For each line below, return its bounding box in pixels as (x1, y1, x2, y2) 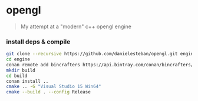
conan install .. (6, 78, 49, 84)
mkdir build (6, 67, 35, 73)
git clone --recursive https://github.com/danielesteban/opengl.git (6, 51, 178, 57)
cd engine (6, 56, 31, 62)
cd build (6, 73, 28, 79)
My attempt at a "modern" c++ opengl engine (20, 23, 131, 30)
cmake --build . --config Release (6, 89, 91, 95)
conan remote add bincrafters (6, 62, 81, 68)
